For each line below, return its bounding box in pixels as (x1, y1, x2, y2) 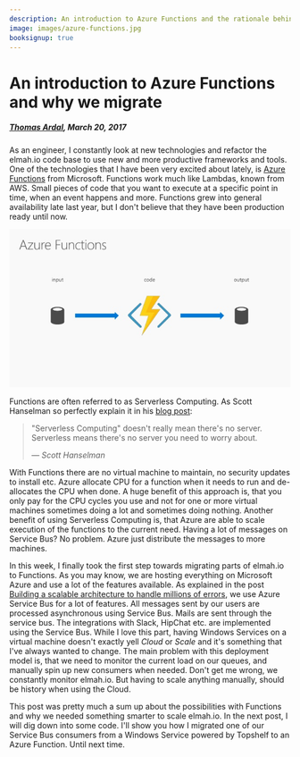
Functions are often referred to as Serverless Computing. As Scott (9, 396, 253, 407)
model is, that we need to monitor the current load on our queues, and (9, 655, 268, 666)
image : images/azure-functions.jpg (9, 23, 142, 33)
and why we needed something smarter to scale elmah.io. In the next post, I (9, 711, 288, 721)
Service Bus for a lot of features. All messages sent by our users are (9, 599, 261, 610)
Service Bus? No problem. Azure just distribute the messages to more (9, 534, 266, 544)
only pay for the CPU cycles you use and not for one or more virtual (9, 496, 258, 507)
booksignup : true (9, 33, 74, 42)
